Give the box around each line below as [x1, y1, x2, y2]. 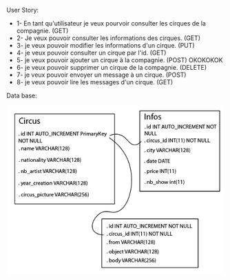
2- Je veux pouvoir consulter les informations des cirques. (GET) [16, 34, 201, 42]
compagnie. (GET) [16, 27, 69, 35]
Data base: [6, 91, 37, 100]
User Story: [6, 6, 39, 14]
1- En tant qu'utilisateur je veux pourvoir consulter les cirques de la [16, 19, 206, 27]
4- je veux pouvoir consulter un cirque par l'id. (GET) [16, 48, 167, 57]
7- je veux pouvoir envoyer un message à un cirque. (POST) [16, 71, 187, 79]
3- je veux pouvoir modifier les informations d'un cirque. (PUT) [16, 41, 195, 49]
